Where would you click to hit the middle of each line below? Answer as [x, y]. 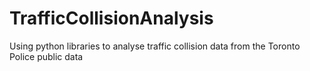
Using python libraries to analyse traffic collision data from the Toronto [155, 46]
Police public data [46, 56]
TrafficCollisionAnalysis [111, 18]
